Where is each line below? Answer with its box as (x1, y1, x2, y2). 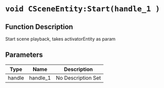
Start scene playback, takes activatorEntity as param (5, 36, 116, 42)
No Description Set (55, 74, 102, 81)
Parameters (5, 50, 43, 60)
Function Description (5, 22, 74, 31)
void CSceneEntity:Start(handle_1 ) (5, 4, 160, 14)
